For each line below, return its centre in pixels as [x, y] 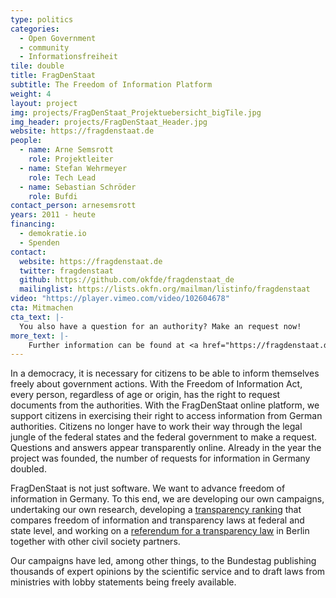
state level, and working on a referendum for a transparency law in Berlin [160, 531]
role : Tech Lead [62, 177]
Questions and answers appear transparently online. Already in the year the [166, 448]
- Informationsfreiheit [68, 57]
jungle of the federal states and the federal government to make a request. [163, 437]
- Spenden [39, 242]
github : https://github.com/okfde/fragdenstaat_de [127, 280]
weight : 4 [31, 94]
